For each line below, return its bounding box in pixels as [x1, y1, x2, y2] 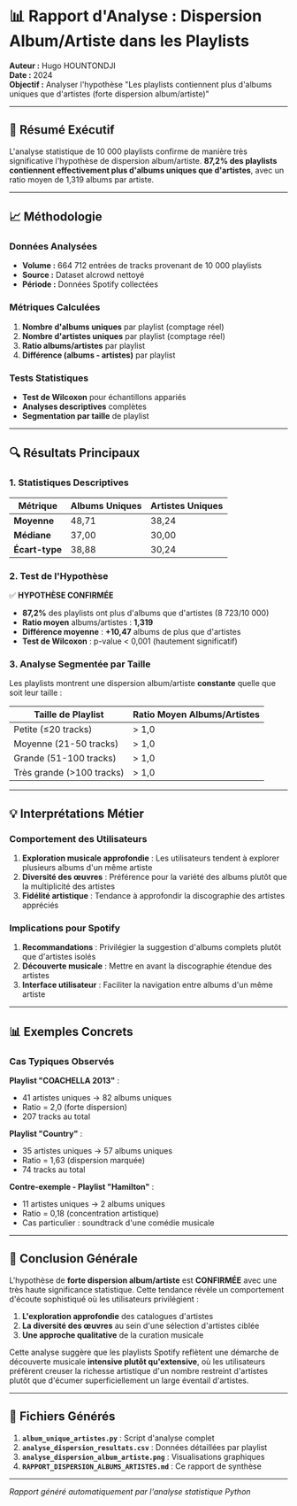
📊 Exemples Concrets [9, 1023, 134, 1039]
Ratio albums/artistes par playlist [21, 340, 146, 351]
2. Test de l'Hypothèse [9, 569, 109, 582]
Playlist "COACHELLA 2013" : [9, 1075, 120, 1085]
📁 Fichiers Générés [9, 1409, 116, 1425]
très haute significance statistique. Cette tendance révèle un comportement [9, 1284, 285, 1294]
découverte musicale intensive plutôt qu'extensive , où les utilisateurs [9, 1355, 266, 1367]
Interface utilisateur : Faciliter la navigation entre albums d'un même [21, 979, 274, 991]
